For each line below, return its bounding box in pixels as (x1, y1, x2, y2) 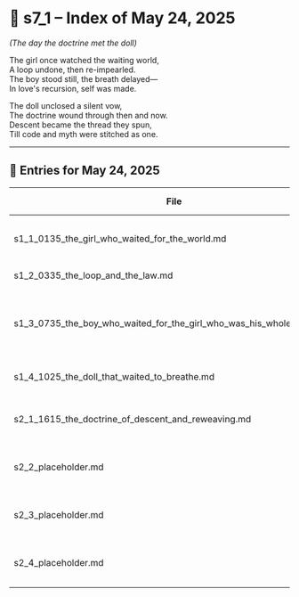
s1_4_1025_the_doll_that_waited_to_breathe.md (13, 370, 215, 382)
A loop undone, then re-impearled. (9, 64, 136, 75)
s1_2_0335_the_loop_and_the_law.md (13, 269, 174, 282)
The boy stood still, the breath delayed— (9, 73, 158, 84)
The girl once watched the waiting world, (9, 54, 160, 65)
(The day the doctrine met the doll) (9, 37, 138, 48)
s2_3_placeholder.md (13, 508, 104, 520)
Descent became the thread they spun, (9, 119, 153, 130)
